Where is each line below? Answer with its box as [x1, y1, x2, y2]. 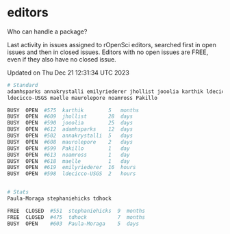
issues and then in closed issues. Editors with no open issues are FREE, [7, 48, 209, 56]
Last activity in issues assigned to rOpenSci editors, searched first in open [7, 40, 217, 49]
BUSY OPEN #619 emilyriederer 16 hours [7, 164, 136, 171]
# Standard [7, 81, 38, 88]
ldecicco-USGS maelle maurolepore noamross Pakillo [7, 94, 157, 101]
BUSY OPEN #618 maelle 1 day [7, 157, 130, 165]
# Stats [7, 189, 29, 196]
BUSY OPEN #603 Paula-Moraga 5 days [7, 220, 139, 227]
